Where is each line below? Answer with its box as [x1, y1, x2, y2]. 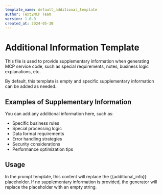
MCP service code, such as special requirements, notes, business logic [5, 63, 149, 69]
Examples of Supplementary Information [5, 98, 132, 106]
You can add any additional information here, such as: [5, 111, 114, 116]
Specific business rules [12, 120, 60, 126]
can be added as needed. [5, 84, 57, 89]
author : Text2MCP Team [5, 12, 51, 17]
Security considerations [12, 141, 61, 147]
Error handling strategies [12, 136, 63, 141]
